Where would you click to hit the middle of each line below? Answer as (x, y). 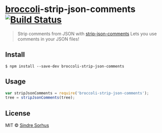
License (18, 113)
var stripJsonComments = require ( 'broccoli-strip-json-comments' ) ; (77, 93)
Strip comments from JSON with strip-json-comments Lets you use (87, 33)
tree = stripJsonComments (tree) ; (40, 98)
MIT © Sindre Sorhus (27, 125)
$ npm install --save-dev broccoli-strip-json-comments (65, 66)
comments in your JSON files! (48, 39)
